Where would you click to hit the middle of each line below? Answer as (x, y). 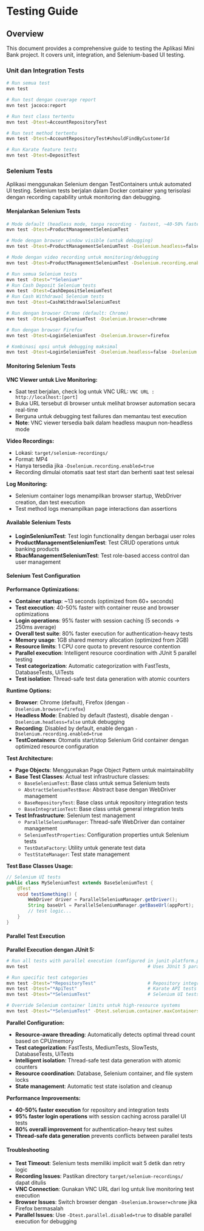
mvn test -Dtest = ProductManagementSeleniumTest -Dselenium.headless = (96, 247)
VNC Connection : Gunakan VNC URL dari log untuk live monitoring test (104, 1189)
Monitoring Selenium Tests (41, 366)
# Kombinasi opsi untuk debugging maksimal (62, 346)
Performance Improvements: (43, 1098)
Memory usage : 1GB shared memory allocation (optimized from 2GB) (102, 640)
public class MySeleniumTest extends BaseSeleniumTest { (80, 883)
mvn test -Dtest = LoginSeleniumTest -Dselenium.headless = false (87, 352)
